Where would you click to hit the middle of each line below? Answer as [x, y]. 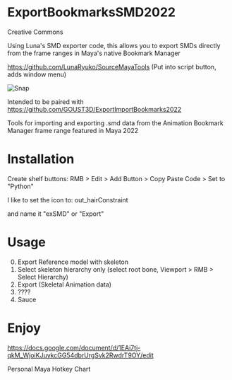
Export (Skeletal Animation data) [64, 284]
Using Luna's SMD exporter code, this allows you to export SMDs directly [114, 45]
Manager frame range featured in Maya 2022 [73, 130]
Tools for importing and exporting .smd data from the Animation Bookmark [115, 123]
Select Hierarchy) [43, 277]
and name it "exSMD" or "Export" [56, 214]
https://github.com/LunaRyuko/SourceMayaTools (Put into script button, [112, 67]
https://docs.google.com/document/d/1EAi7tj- [74, 347]
